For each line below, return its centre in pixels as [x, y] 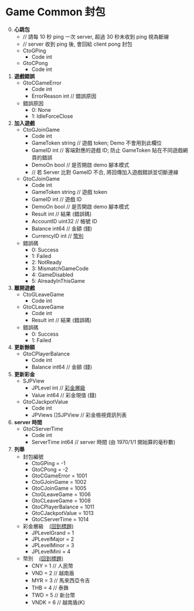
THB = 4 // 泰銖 [50, 588]
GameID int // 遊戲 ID [57, 199]
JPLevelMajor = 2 [53, 539]
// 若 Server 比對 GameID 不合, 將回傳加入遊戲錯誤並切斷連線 [105, 172]
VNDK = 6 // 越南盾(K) [58, 602]
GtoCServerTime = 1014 [60, 519]
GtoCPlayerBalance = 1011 [63, 507]
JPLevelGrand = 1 [53, 533]
